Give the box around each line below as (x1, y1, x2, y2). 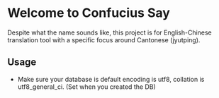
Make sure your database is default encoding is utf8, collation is (17, 75, 205, 83)
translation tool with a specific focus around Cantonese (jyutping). (7, 35, 201, 44)
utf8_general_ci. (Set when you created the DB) (17, 82, 156, 91)
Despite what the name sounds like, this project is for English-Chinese (7, 28, 213, 37)
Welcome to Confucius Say (7, 5, 170, 21)
